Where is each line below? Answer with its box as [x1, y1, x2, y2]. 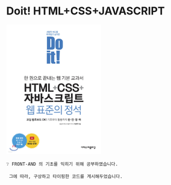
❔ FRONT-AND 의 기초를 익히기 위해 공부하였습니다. [6, 161, 119, 167]
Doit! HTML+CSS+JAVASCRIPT [6, 4, 165, 18]
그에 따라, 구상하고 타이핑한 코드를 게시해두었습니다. [8, 173, 123, 180]
